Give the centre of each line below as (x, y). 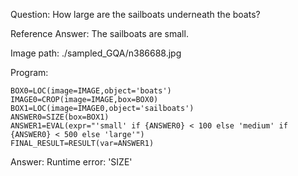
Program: (29, 72)
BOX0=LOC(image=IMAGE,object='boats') (91, 91)
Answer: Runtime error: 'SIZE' (71, 162)
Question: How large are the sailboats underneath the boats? (135, 14)
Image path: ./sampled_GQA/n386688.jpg (96, 53)
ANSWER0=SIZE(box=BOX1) (60, 117)
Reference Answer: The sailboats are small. (99, 33)
